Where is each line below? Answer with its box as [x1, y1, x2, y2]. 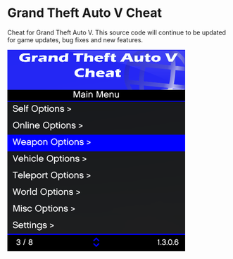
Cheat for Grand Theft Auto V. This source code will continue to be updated [7, 28, 227, 37]
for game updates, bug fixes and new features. [7, 35, 143, 44]
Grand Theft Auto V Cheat [7, 5, 162, 21]
